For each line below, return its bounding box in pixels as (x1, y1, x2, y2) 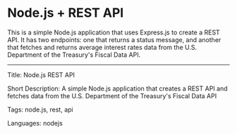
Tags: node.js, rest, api (7, 105, 73, 114)
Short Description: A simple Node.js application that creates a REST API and (7, 84, 228, 93)
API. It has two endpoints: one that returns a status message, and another (7, 35, 221, 43)
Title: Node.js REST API (7, 70, 75, 79)
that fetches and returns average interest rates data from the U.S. (7, 43, 197, 51)
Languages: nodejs (7, 119, 63, 127)
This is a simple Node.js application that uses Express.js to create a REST (7, 28, 220, 36)
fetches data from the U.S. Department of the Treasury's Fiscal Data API (7, 91, 217, 100)
